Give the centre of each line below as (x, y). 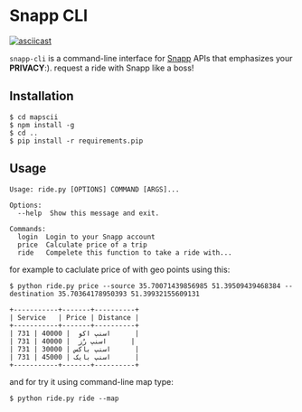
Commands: (28, 229)
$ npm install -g (42, 125)
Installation (42, 96)
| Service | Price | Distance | (75, 317)
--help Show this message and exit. (89, 213)
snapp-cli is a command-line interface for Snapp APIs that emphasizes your (151, 58)
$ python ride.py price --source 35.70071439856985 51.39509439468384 (145, 286)
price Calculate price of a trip (82, 245)
